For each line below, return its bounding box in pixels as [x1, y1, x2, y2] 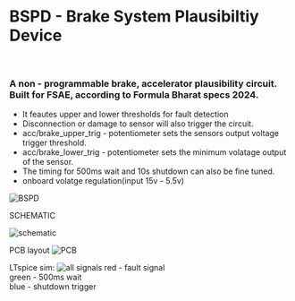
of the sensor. [21, 157, 74, 168]
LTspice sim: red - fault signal [9, 262, 165, 273]
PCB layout [9, 245, 51, 256]
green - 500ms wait [9, 271, 82, 283]
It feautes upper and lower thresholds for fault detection [21, 109, 229, 120]
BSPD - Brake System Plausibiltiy [9, 6, 259, 27]
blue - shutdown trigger [9, 281, 97, 292]
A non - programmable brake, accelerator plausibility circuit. [9, 77, 278, 90]
